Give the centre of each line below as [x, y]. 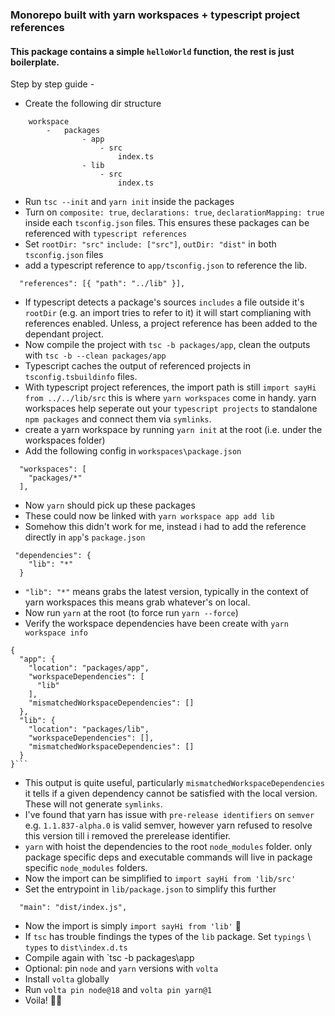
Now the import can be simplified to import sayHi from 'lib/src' [160, 879]
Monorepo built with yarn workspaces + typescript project [155, 15]
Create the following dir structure [93, 104]
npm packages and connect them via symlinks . [118, 419]
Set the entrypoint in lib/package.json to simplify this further [150, 889]
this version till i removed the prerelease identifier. [128, 836]
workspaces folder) [65, 440]
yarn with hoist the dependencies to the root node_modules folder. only [168, 847]
